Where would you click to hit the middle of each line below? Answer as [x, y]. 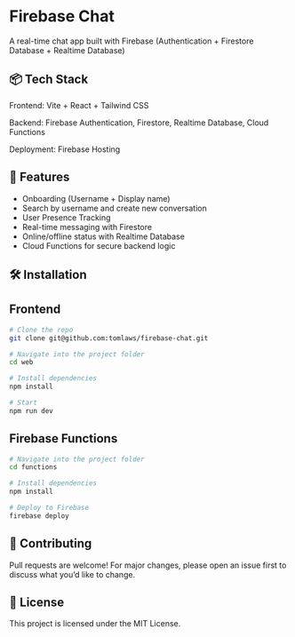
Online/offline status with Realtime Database [103, 236]
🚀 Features [40, 177]
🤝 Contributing [51, 544]
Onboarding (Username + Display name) [96, 198]
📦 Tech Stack [49, 80]
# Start [24, 403]
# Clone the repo [41, 330]
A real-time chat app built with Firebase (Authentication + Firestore [132, 41]
